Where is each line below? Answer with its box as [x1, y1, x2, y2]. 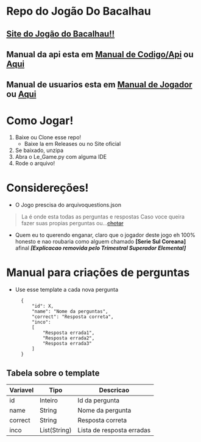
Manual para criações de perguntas [6, 266, 190, 280]
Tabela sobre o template [6, 368, 100, 378]
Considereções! [6, 181, 89, 195]
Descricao [99, 386, 130, 394]
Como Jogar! [6, 114, 74, 128]
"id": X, [31, 303, 54, 310]
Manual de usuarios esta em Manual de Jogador [6, 79, 193, 90]
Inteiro [39, 396, 58, 404]
